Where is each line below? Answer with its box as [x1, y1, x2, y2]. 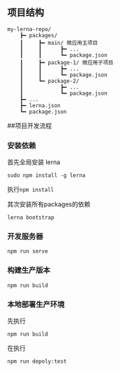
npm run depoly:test [7, 358, 68, 365]
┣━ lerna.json [20, 102, 61, 109]
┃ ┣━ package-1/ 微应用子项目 [20, 59, 114, 66]
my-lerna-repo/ [7, 25, 52, 33]
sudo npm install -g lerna [7, 172, 86, 179]
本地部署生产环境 [7, 299, 65, 309]
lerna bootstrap [7, 214, 54, 221]
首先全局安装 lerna [7, 158, 61, 166]
